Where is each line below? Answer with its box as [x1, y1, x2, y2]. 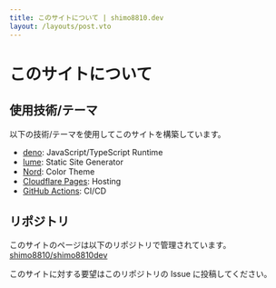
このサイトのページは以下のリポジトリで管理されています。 [9, 240, 232, 251]
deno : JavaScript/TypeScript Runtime [22, 146, 163, 157]
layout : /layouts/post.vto [9, 22, 112, 31]
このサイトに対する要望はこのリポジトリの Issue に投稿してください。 [9, 269, 272, 280]
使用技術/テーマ [9, 103, 98, 118]
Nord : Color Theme [22, 165, 95, 177]
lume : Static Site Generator [22, 156, 124, 167]
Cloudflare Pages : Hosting [22, 175, 122, 186]
